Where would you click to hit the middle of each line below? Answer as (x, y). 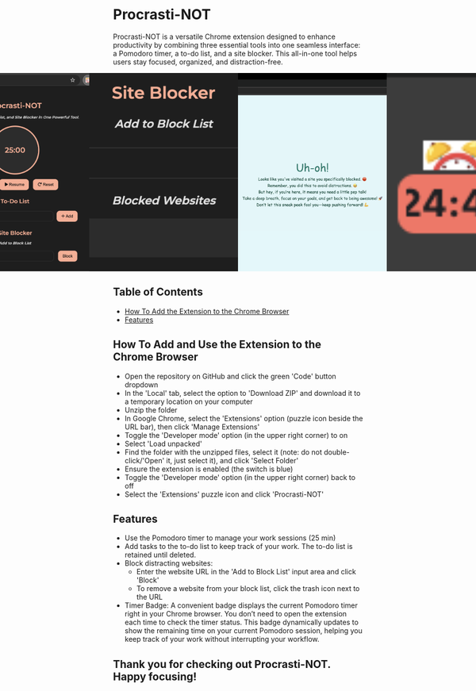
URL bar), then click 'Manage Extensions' (192, 427)
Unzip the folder (151, 409)
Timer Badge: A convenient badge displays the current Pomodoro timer (241, 605)
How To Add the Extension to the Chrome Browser (207, 311)
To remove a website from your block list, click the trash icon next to (248, 589)
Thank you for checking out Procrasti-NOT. (222, 664)
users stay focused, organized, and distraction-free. (198, 62)
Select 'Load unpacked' (163, 443)
